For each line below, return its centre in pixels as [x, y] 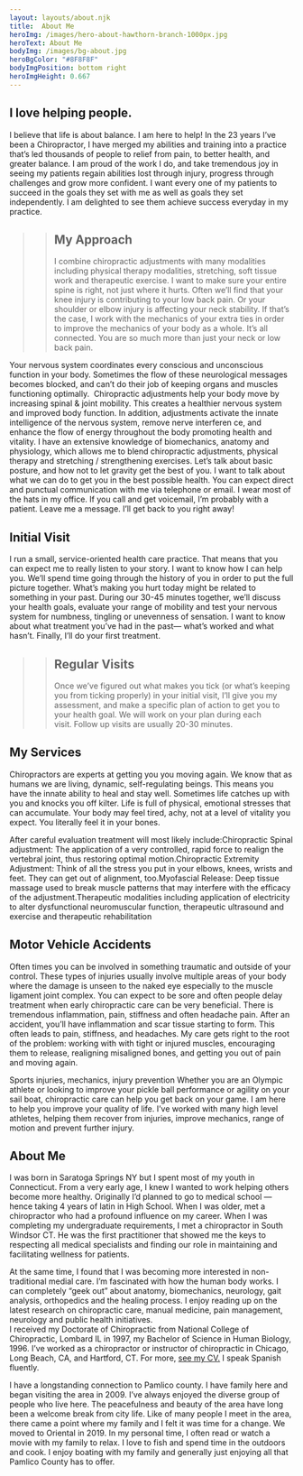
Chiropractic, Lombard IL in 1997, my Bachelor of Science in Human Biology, [150, 1339]
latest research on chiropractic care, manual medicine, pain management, [146, 1310]
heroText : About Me [46, 43]
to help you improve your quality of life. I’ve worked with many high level [144, 1108]
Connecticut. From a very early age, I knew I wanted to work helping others [149, 1187]
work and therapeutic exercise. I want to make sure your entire [170, 281]
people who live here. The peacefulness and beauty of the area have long [147, 1405]
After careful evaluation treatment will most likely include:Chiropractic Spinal [151, 839]
